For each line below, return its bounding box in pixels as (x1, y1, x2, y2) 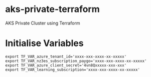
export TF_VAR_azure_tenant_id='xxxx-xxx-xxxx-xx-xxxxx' (5, 54, 127, 59)
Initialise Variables (5, 37, 84, 49)
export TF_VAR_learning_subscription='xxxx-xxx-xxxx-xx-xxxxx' (5, 67, 140, 72)
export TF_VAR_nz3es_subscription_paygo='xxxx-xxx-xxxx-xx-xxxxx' (5, 58, 147, 63)
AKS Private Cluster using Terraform (5, 20, 80, 26)
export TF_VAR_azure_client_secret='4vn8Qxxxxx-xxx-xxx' (5, 62, 127, 68)
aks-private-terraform (5, 3, 100, 15)
